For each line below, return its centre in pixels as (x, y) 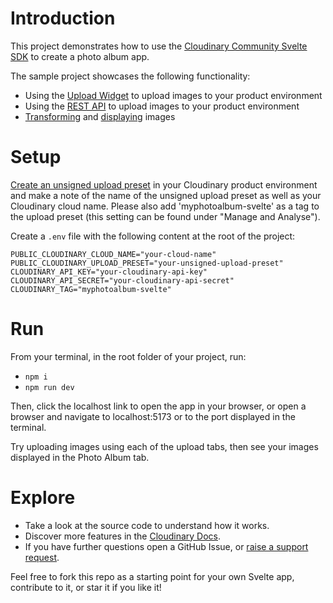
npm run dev (49, 387)
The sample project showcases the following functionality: (130, 76)
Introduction (63, 18)
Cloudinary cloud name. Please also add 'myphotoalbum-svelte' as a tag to (165, 206)
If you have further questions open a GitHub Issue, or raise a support (166, 546)
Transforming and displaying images (100, 116)
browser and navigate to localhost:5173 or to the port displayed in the (153, 416)
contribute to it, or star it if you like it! (86, 587)
